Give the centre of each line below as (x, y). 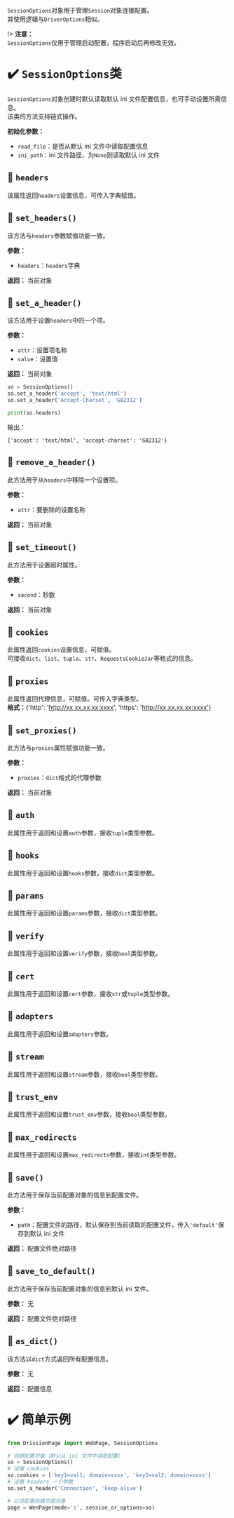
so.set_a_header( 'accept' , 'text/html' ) (67, 394)
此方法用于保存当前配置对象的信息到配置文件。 (75, 1195)
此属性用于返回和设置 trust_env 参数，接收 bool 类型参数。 (89, 1115)
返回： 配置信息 (30, 1388)
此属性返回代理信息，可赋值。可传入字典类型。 (75, 699)
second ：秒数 (36, 594)
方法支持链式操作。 (53, 116)
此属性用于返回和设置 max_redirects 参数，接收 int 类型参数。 (94, 1155)
